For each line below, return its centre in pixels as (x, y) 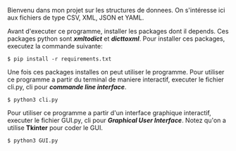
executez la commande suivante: (55, 46)
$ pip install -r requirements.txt (60, 59)
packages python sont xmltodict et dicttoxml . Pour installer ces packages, (116, 39)
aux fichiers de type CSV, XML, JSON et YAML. (76, 18)
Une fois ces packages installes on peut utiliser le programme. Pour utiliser (116, 72)
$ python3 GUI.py (33, 140)
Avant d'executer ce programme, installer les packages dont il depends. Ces (118, 31)
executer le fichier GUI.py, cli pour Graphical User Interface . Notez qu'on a (117, 120)
